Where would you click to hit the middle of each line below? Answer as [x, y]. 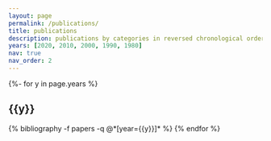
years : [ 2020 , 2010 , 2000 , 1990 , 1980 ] [75, 46]
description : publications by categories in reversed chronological [126, 38]
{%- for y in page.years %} [53, 83]
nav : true [25, 53]
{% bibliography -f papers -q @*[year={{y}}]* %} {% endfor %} [115, 128]
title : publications [43, 31]
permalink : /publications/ [54, 23]
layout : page [30, 16]
